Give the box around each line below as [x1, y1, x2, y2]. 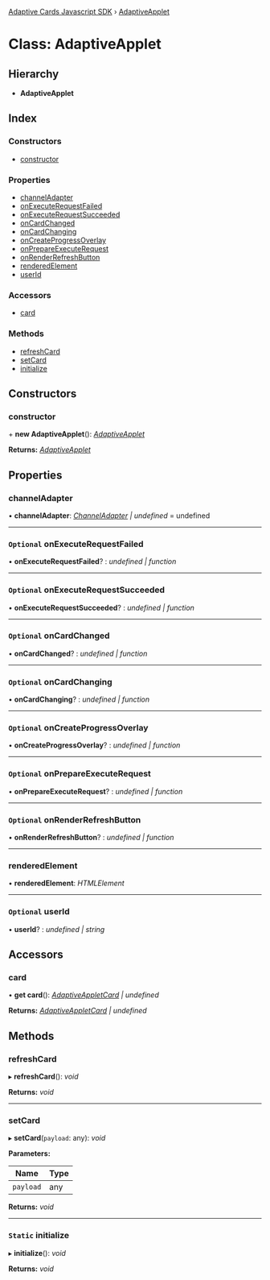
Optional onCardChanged [8, 630, 110, 641]
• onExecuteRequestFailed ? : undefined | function [8, 557, 177, 566]
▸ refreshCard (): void [8, 1071, 79, 1081]
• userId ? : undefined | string [8, 924, 105, 934]
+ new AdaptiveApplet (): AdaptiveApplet [8, 429, 145, 439]
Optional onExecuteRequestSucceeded [8, 584, 166, 595]
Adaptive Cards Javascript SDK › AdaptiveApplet [8, 7, 170, 16]
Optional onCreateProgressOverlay [8, 723, 149, 734]
